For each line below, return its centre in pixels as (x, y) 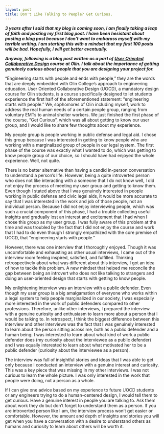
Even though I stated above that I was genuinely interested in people (74, 191)
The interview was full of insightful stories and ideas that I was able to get (79, 360)
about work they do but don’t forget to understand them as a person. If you (81, 405)
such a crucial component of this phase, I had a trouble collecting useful (78, 211)
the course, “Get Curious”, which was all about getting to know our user (77, 120)
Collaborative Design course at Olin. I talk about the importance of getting (82, 64)
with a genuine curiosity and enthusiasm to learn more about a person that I (82, 314)
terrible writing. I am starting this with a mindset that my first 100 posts (79, 44)
